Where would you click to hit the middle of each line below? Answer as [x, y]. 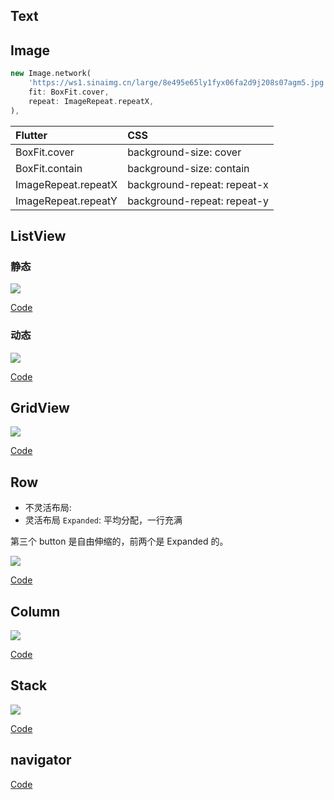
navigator [41, 760]
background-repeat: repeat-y [198, 201]
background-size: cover [184, 152]
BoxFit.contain [49, 168]
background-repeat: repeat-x [198, 184]
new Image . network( [51, 74]
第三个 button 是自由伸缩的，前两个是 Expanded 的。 [119, 541]
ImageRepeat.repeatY [66, 201]
